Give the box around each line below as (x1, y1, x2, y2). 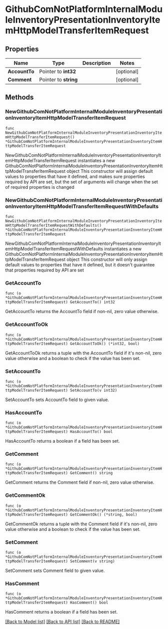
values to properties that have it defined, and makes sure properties (5, 173, 145, 179)
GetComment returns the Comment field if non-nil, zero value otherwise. (5, 479, 154, 485)
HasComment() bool (69, 600, 108, 605)
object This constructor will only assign (66, 256, 147, 262)
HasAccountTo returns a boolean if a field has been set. (5, 438, 120, 444)
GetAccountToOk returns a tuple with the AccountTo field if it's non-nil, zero (5, 350, 162, 356)
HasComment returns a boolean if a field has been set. (5, 609, 118, 615)
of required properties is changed (5, 184, 74, 190)
